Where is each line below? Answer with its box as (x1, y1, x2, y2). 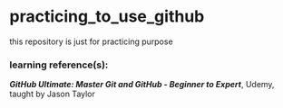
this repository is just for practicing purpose (9, 36, 174, 47)
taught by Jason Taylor (9, 88, 95, 100)
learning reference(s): (9, 58, 109, 71)
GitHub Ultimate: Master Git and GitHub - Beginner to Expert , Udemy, (9, 79, 275, 90)
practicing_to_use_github (9, 6, 205, 27)
